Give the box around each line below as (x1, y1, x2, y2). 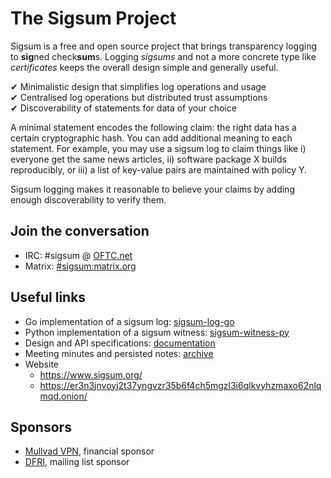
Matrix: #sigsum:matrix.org (24, 260, 137, 272)
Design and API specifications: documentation (24, 337, 216, 349)
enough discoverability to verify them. (10, 193, 167, 206)
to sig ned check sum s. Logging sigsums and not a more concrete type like (10, 50, 317, 62)
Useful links (10, 289, 87, 306)
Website (24, 358, 60, 370)
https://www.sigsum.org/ (39, 368, 143, 381)
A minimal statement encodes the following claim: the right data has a (10, 121, 297, 133)
